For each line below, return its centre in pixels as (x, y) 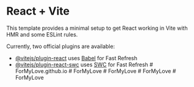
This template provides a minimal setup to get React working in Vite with (97, 28)
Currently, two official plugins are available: (61, 46)
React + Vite (38, 11)
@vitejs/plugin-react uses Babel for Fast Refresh (76, 58)
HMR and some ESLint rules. (42, 34)
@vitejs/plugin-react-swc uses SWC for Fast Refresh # (84, 64)
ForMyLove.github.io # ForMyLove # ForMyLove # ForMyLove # (95, 71)
